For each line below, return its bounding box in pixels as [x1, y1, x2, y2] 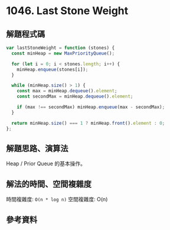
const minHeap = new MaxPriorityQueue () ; [11, 50, 115, 56]
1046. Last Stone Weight [6, 4, 129, 18]
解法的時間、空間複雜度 [6, 179, 91, 189]
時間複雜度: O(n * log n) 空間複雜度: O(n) [6, 196, 108, 203]
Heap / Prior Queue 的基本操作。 [6, 160, 86, 167]
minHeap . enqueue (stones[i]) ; [17, 66, 89, 72]
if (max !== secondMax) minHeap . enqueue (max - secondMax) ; [17, 104, 165, 110]
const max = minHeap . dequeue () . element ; [17, 88, 117, 94]
